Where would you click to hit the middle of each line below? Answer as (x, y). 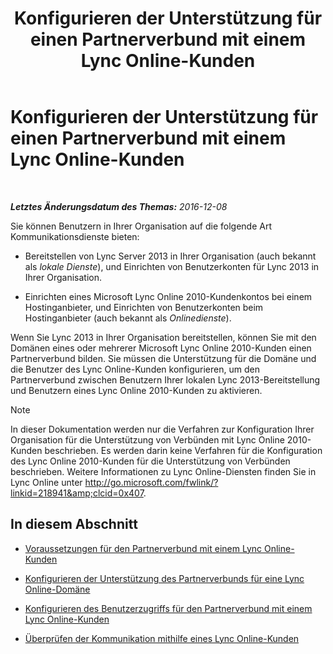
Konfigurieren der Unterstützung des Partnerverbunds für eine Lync (164, 578)
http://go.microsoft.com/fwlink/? (151, 482)
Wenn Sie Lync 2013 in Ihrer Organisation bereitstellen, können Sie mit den (163, 337)
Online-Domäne (57, 589)
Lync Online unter (46, 482)
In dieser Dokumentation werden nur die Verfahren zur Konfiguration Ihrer (162, 429)
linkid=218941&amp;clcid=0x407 (77, 493)
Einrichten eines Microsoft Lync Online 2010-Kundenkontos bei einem (168, 296)
